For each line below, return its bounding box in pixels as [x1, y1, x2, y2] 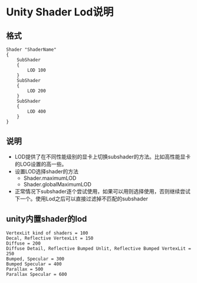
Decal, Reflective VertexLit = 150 [6, 235, 94, 241]
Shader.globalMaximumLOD [23, 180, 91, 187]
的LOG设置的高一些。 [14, 160, 67, 167]
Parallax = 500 [6, 266, 44, 272]
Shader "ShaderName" [6, 47, 57, 52]
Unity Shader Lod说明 [6, 5, 114, 19]
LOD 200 [27, 88, 46, 94]
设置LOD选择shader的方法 [14, 167, 78, 175]
